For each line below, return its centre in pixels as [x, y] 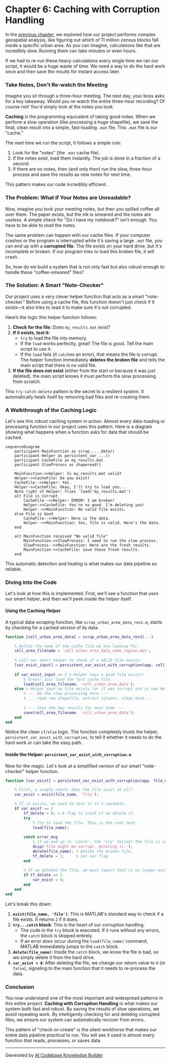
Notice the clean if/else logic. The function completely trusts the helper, [82, 732]
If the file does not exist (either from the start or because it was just [84, 370]
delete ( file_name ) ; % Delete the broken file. [83, 851]
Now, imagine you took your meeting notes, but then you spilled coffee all [82, 209]
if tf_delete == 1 [43, 875]
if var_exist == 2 [34, 809]
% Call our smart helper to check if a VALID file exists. [78, 661]
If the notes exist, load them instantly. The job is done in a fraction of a [87, 158]
